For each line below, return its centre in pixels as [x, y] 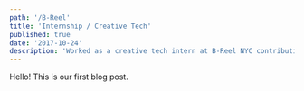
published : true [40, 34]
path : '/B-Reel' [40, 18]
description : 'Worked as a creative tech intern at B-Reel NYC [131, 51]
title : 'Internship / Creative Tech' [81, 26]
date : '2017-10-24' [46, 43]
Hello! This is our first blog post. [69, 77]
